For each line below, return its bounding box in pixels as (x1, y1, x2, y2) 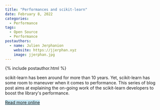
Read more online (5, 100, 40, 106)
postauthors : (5, 39, 31, 44)
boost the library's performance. (5, 90, 70, 96)
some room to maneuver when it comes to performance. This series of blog (5, 80, 156, 86)
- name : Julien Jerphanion (9, 43, 64, 48)
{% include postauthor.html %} (5, 65, 67, 71)
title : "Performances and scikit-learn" (5, 7, 88, 12)
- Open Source (9, 30, 38, 34)
